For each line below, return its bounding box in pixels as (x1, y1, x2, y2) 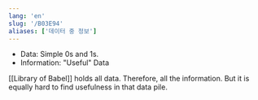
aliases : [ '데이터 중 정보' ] (8, 27, 98, 35)
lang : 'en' (8, 11, 46, 20)
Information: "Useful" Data (20, 58, 110, 67)
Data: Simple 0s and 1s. (20, 50, 99, 59)
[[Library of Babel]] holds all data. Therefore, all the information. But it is (8, 74, 250, 84)
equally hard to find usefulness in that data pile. (8, 82, 168, 92)
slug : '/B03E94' (8, 20, 63, 28)
